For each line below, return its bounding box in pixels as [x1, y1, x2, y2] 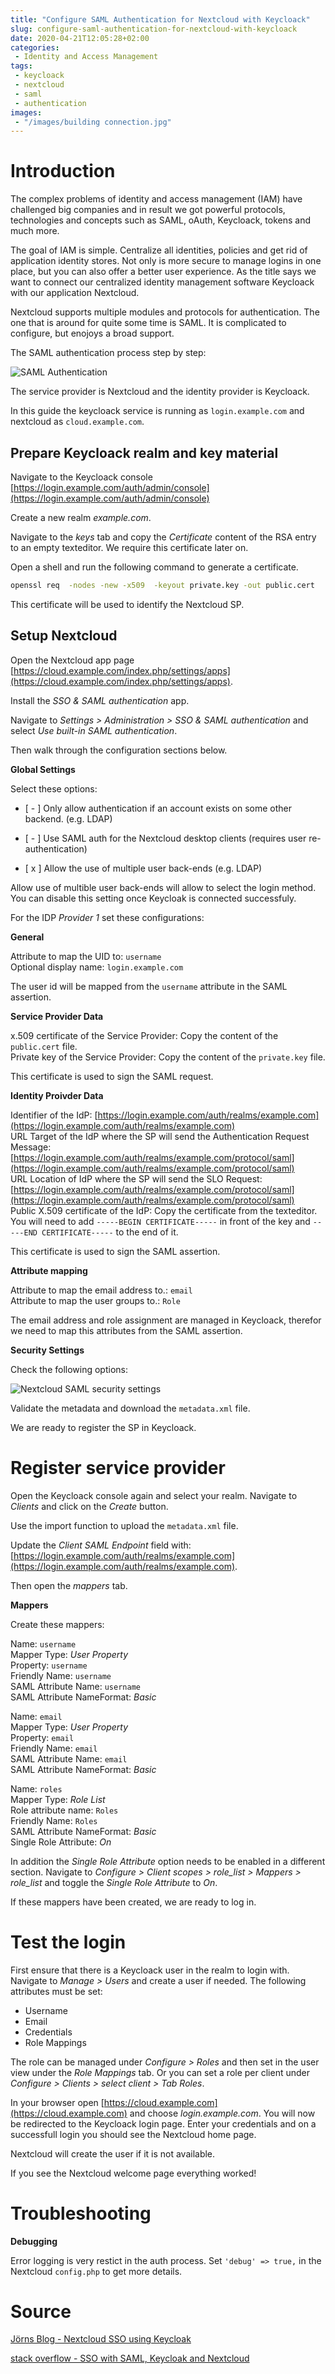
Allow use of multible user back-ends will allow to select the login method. [10, 881, 317, 893]
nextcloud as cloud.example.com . [10, 416, 145, 428]
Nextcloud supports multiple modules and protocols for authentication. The [10, 306, 320, 318]
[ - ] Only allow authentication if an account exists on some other [24, 802, 293, 814]
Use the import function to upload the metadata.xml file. [10, 1519, 239, 1531]
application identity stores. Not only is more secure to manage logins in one [10, 255, 322, 267]
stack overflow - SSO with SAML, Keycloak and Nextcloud [10, 2352, 250, 2365]
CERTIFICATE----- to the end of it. [41, 1226, 179, 1238]
